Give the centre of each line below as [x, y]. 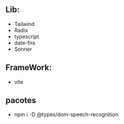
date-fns [25, 43]
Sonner [23, 49]
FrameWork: [29, 68]
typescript [27, 36]
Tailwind [24, 24]
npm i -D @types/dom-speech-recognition [66, 115]
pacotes [21, 101]
